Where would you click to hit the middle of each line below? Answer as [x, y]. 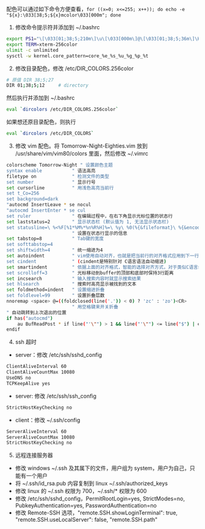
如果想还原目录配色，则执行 [41, 122]
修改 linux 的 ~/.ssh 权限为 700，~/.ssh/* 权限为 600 [81, 491]
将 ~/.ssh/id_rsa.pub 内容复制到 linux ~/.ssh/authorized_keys [91, 483]
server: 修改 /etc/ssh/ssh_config [56, 396]
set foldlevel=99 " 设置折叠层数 [56, 296]
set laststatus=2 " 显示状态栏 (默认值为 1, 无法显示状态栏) [88, 221]
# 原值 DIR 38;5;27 [30, 80]
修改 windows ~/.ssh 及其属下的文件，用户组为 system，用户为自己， [103, 468]
